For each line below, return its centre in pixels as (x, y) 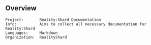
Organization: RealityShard (36, 37)
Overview (21, 8)
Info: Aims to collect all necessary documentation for (76, 24)
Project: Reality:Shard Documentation (53, 19)
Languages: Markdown (32, 33)
